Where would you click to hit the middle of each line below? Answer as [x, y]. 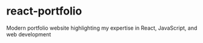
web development [29, 34]
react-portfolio [44, 11]
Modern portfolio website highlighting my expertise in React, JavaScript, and [102, 28]
